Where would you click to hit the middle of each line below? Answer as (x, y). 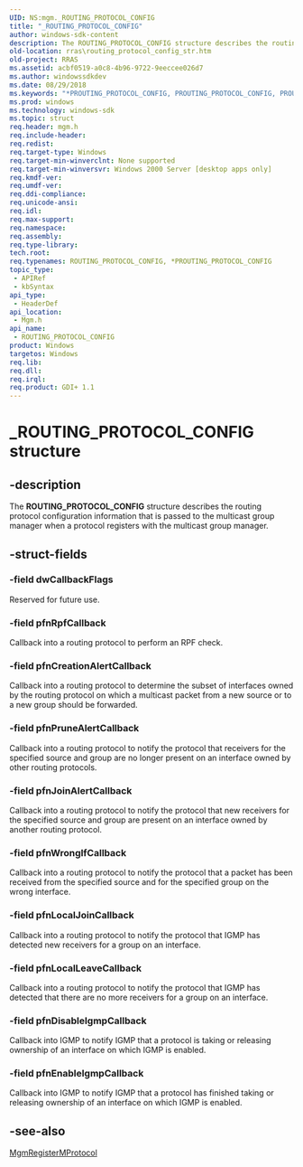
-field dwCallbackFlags (61, 579)
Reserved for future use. (55, 599)
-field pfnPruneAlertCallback (74, 729)
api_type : (28, 295)
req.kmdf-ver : (36, 177)
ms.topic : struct (42, 118)
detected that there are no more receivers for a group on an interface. (139, 997)
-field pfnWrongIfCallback (68, 852)
